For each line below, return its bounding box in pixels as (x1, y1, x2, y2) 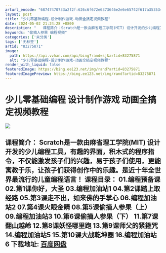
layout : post (5, 12, 32, 17)
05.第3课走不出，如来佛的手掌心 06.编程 (19, 194, 144, 202)
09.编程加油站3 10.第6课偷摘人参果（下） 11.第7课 (5, 213, 159, 221)
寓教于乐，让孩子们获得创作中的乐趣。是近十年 (5, 166, 148, 175)
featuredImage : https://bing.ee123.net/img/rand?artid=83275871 (5, 67, 140, 72)
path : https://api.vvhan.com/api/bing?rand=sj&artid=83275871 (9, 53, 140, 58)
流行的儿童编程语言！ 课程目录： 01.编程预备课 (18, 176, 161, 184)
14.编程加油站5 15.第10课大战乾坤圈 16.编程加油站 (5, 231, 157, 239)
